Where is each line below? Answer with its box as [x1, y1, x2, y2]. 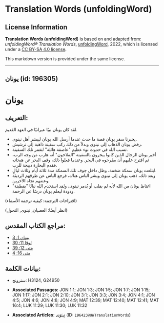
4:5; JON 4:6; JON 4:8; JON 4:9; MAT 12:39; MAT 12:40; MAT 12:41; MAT [12, 298, 160, 303]
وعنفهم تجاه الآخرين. [12, 178, 50, 184]
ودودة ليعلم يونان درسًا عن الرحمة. [12, 188, 75, 194]
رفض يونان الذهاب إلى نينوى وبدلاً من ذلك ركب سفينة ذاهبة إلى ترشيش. [12, 141, 143, 148]
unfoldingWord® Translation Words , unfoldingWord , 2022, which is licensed [5, 41, 158, 47]
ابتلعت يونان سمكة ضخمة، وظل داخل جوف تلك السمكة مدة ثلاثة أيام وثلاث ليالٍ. [12, 168, 157, 174]
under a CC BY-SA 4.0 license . [5, 47, 67, 52]
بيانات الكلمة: [5, 264, 41, 273]
